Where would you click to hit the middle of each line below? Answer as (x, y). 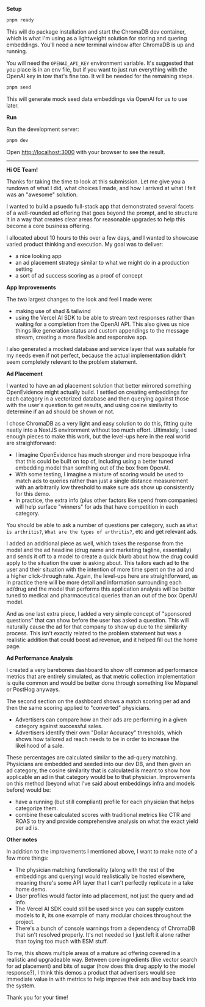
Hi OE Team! (22, 169)
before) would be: (29, 790)
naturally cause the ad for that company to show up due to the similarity (97, 627)
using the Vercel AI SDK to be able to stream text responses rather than (105, 317)
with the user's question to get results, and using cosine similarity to (92, 405)
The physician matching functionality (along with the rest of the (95, 869)
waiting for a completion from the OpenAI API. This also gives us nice (102, 324)
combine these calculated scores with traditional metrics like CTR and (103, 814)
